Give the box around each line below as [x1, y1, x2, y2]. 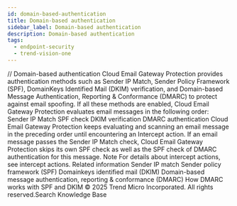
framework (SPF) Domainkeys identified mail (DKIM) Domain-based [7, 168, 205, 176]
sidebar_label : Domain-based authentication [7, 23, 141, 31]
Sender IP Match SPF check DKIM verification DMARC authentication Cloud [7, 114, 228, 123]
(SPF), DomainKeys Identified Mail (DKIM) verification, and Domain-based [7, 85, 224, 93]
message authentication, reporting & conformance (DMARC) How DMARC [7, 175, 224, 183]
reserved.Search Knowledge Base [7, 190, 107, 199]
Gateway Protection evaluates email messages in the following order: [7, 107, 209, 116]
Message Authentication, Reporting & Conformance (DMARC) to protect [7, 92, 218, 100]
